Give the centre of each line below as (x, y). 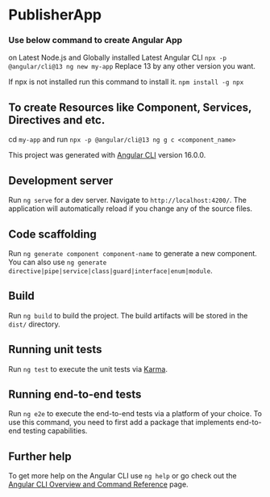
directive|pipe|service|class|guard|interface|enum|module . (110, 270)
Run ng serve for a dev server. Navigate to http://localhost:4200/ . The (128, 200)
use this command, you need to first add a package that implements (121, 423)
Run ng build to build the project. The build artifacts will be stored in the (128, 315)
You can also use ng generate (58, 262)
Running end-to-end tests (75, 394)
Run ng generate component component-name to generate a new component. (133, 253)
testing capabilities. (55, 431)
